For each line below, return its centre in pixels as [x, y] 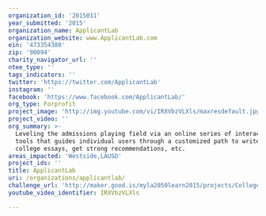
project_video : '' [38, 119]
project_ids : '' [35, 164]
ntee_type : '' [32, 67]
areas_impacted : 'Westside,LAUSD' [65, 156]
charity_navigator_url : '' [53, 60]
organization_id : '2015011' [55, 15]
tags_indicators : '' [42, 75]
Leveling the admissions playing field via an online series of [123, 133]
